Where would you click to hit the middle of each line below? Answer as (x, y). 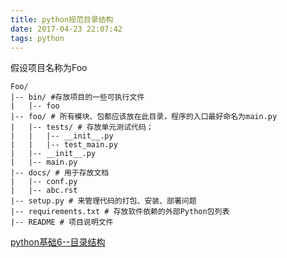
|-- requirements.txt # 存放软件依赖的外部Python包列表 (120, 212)
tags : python (37, 38)
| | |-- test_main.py (64, 145)
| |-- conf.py (44, 182)
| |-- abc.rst (44, 191)
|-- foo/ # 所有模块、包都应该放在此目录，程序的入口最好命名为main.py (144, 117)
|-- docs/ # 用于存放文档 (60, 173)
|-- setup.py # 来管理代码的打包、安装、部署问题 (103, 201)
